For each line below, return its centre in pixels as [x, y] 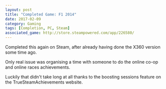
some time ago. [21, 52]
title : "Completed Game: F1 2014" [41, 14]
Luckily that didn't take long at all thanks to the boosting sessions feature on [83, 77]
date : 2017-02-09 [23, 19]
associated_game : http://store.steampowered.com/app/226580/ [70, 33]
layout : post [19, 10]
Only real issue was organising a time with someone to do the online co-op [82, 62]
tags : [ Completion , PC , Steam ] [38, 28]
